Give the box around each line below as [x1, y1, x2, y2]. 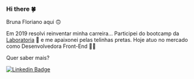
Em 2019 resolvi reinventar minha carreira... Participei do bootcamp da [6, 30, 180, 37]
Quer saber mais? [6, 54, 50, 62]
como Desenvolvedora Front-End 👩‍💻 [6, 42, 96, 50]
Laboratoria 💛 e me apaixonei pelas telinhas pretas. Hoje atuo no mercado [6, 37, 188, 44]
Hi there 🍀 [6, 5, 36, 13]
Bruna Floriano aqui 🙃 [6, 19, 61, 26]
